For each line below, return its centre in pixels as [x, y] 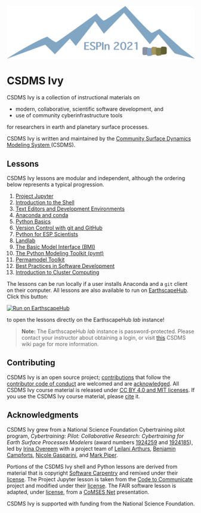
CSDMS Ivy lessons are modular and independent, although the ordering [96, 178]
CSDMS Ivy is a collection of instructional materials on [73, 97]
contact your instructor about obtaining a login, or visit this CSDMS [103, 338]
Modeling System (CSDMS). [41, 145]
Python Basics [33, 222]
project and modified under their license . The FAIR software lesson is [92, 485]
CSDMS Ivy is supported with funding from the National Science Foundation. [101, 503]
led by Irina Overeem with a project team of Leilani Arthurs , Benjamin [91, 448]
